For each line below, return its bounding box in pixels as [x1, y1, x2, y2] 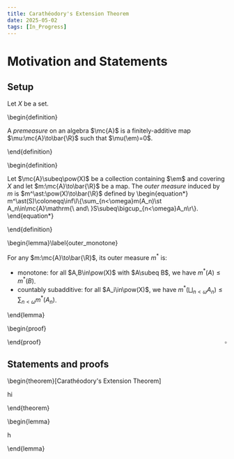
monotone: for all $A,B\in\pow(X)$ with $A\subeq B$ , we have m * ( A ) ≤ [17, 267, 221, 277]
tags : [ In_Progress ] [7, 23, 68, 30]
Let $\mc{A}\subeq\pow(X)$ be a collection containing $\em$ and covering [7, 175, 225, 183]
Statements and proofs [7, 358, 109, 370]
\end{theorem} [7, 404, 50, 412]
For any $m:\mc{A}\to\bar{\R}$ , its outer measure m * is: [7, 252, 167, 262]
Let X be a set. [7, 99, 49, 108]
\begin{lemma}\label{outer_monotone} [7, 239, 118, 247]
